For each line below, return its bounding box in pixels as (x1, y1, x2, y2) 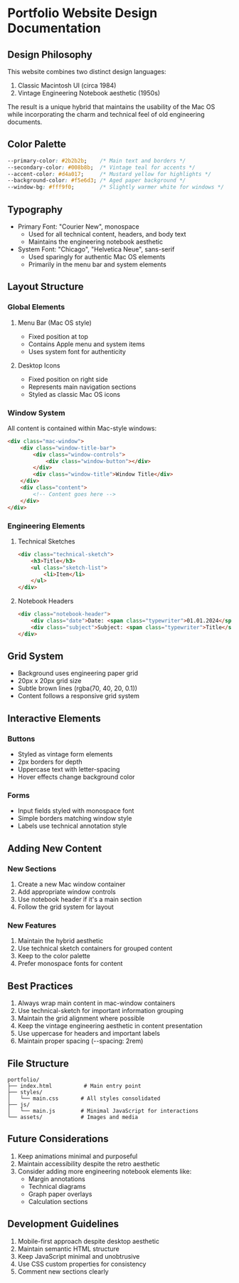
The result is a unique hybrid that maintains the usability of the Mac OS (7, 103, 216, 111)
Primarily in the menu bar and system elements (28, 260, 167, 269)
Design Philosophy (7, 48, 92, 61)
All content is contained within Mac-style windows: (7, 424, 157, 432)
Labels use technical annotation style (17, 821, 127, 831)
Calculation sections (28, 1197, 88, 1205)
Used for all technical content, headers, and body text (28, 230, 186, 238)
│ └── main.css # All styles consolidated (7, 1095, 161, 1102)
